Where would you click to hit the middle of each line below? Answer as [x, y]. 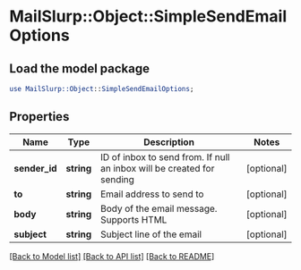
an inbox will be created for [157, 168]
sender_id [35, 168]
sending [117, 179]
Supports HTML [133, 219]
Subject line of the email [151, 234]
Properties [39, 117]
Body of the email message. [159, 208]
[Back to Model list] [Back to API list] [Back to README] [112, 256]
